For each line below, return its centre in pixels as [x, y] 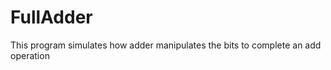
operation [30, 55]
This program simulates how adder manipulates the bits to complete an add [166, 45]
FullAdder [51, 17]
